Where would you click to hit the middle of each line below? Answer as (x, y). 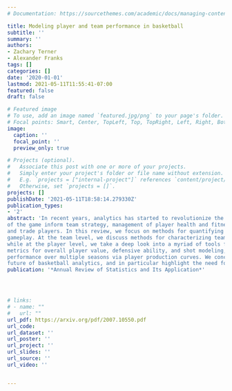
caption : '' (31, 135)
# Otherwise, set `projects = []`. (61, 186)
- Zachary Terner (32, 52)
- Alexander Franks (35, 58)
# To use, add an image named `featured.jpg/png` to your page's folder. (116, 116)
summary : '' (24, 39)
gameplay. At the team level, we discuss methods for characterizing (109, 237)
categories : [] (29, 71)
